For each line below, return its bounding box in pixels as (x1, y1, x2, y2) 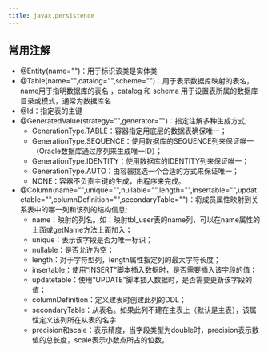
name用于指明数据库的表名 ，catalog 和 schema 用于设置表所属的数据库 (19, 86, 258, 96)
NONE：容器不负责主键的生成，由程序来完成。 (31, 176, 186, 186)
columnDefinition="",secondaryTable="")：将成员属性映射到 (53, 195, 252, 204)
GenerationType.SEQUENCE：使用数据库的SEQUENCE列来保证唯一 (31, 136, 254, 146)
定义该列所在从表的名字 (38, 315, 117, 325)
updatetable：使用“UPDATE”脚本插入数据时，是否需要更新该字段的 (31, 275, 253, 285)
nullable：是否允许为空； (31, 245, 114, 255)
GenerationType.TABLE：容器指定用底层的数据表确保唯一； (31, 126, 227, 136)
